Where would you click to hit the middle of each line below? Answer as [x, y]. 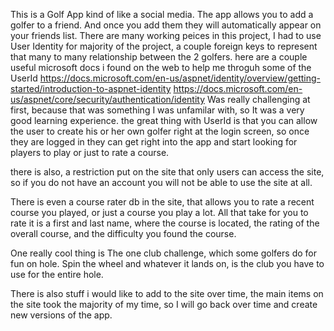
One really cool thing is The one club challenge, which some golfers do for [163, 253]
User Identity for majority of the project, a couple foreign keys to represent [164, 46]
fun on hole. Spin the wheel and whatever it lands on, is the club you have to [167, 263]
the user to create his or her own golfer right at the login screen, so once [160, 131]
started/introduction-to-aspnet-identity [91, 88]
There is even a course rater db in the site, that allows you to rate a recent [162, 202]
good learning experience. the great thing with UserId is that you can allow [164, 120]
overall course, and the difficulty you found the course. [123, 233]
